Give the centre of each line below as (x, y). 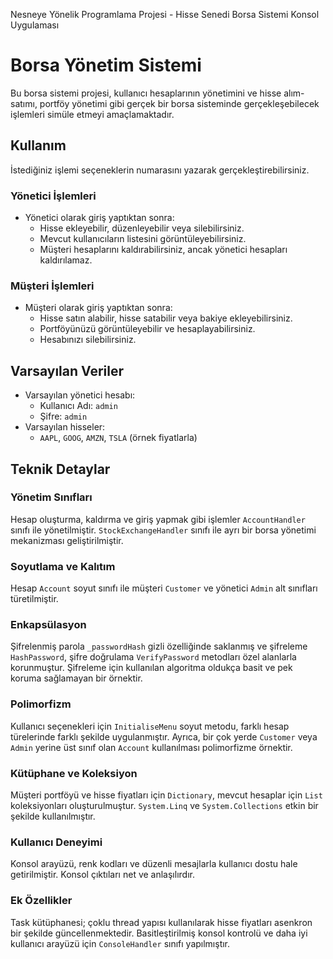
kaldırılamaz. (66, 260)
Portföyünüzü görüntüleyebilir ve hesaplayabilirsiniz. (147, 329)
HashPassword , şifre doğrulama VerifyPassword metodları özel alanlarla (153, 657)
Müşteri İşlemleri (52, 286)
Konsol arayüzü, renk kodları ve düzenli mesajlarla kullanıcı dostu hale (154, 864)
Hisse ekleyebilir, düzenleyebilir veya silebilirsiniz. (142, 228)
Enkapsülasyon (48, 625)
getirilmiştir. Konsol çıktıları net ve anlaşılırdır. (102, 875)
